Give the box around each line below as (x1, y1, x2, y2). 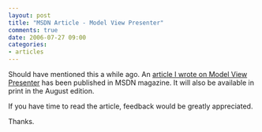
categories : (8, 41, 47, 49)
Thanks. (8, 117, 35, 126)
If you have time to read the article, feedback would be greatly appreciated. (8, 101, 253, 111)
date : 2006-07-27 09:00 (8, 33, 87, 42)
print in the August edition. (8, 86, 95, 95)
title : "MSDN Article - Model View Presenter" (8, 19, 164, 27)
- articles (8, 48, 44, 56)
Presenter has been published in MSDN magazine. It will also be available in (8, 78, 255, 87)
